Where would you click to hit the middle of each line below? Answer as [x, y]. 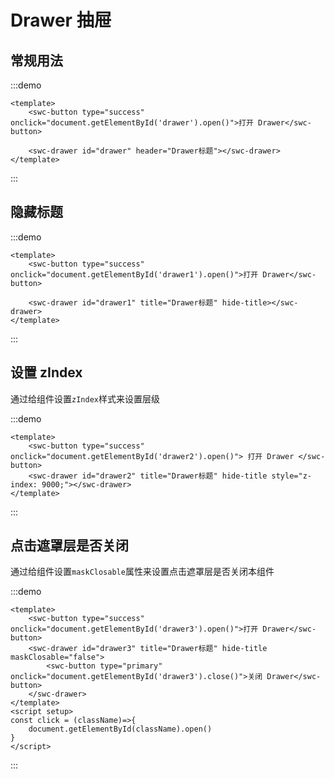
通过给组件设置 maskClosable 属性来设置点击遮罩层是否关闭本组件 [142, 572]
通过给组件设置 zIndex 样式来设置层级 [85, 398]
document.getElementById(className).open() [120, 729]
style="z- [291, 476]
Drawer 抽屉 [61, 20]
